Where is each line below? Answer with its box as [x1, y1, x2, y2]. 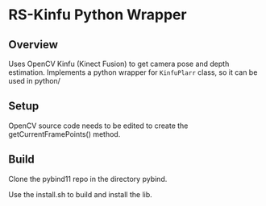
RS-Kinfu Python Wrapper [8, 6, 187, 24]
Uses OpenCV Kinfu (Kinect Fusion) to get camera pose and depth [8, 59, 230, 68]
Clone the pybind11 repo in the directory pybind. [8, 174, 168, 183]
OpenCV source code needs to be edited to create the [8, 121, 189, 130]
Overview [8, 38, 59, 51]
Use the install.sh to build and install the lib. [8, 189, 153, 199]
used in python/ [8, 76, 60, 85]
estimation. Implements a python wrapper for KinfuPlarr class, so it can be [8, 68, 258, 77]
